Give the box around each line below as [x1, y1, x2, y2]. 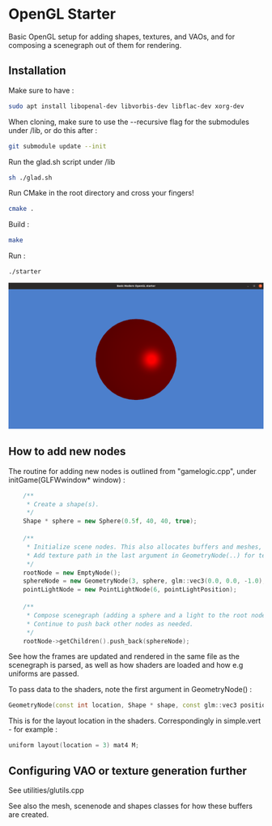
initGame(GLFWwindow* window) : [8, 475, 125, 484]
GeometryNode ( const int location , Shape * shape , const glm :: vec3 [8, 701, 237, 710]
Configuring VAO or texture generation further [8, 764, 247, 777]
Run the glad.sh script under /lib [8, 157, 116, 166]
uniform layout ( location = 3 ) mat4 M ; [8, 742, 139, 750]
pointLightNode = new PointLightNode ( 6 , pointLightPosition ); [23, 586, 237, 594]
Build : [8, 220, 30, 230]
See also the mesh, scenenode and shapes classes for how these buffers [8, 801, 253, 811]
